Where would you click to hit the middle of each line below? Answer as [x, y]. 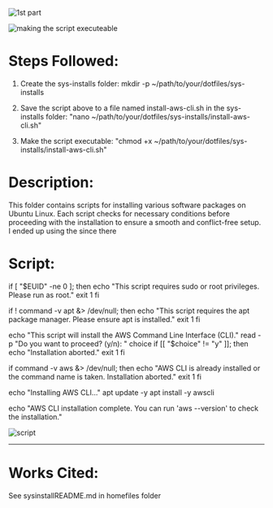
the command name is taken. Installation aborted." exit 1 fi [105, 376]
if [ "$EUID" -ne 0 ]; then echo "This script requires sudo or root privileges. [134, 286]
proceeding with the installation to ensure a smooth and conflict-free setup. [135, 222]
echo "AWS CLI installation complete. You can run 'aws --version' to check [133, 408]
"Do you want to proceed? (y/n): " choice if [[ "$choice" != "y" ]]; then [132, 343]
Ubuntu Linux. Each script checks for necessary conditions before [119, 213]
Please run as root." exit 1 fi [54, 295]
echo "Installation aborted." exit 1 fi [67, 352]
